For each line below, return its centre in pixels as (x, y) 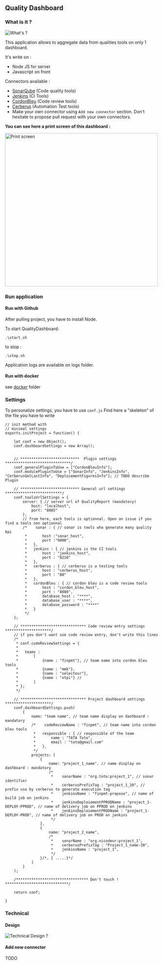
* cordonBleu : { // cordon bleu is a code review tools (86, 583)
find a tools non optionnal (34, 523)
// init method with (26, 425)
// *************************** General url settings (70, 489)
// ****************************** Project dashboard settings (80, 699)
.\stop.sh (15, 356)
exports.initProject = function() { (42, 433)
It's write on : (18, 57)
